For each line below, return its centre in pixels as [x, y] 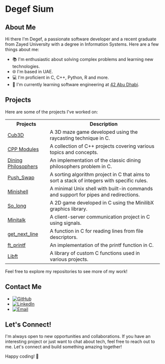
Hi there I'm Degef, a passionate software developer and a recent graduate [81, 39]
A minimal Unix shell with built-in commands [101, 188]
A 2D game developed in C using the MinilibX [102, 203]
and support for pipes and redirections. [95, 194]
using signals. [66, 223]
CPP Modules [23, 149]
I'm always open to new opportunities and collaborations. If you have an [78, 336]
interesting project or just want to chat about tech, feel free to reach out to [80, 342]
